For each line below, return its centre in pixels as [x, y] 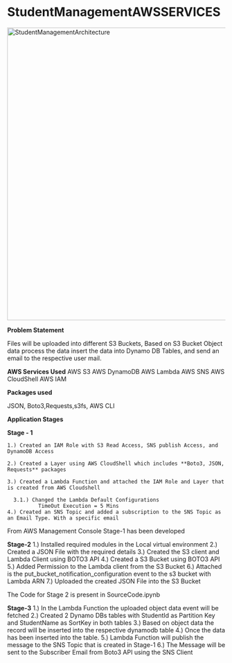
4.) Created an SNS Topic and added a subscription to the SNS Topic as [114, 512]
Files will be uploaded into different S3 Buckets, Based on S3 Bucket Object [115, 343]
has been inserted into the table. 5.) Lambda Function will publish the [106, 637]
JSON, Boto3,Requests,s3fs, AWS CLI [61, 405]
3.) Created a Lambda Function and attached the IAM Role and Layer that [116, 481]
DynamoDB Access [30, 451]
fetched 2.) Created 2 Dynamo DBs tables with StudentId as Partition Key [111, 615]
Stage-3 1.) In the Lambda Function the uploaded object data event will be [113, 608]
